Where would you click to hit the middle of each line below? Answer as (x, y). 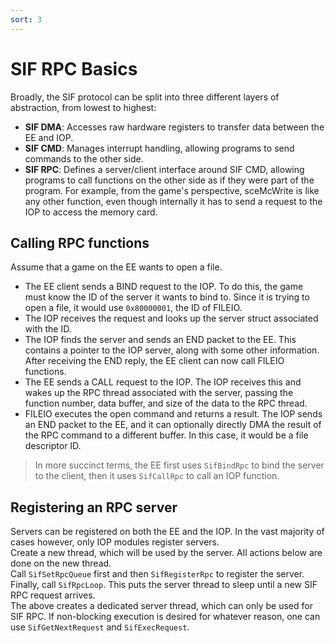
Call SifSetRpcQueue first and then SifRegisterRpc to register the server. (157, 574)
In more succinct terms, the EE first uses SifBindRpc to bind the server (179, 465)
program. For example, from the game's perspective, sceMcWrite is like (172, 190)
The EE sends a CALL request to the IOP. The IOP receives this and (163, 382)
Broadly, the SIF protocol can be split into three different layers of (145, 97)
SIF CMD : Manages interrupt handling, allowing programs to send (159, 148)
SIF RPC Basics (74, 68)
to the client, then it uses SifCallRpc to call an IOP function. (157, 476)
